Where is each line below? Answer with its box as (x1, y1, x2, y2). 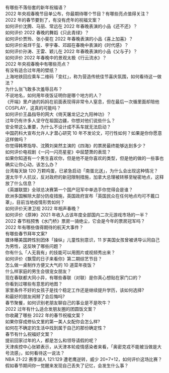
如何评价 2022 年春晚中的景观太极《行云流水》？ (5, 55, 107, 60)
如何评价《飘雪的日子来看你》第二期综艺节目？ (5, 256, 102, 261)
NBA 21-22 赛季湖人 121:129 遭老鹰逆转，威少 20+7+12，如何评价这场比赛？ (5, 356, 162, 362)
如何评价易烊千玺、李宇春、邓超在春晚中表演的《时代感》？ (5, 42, 129, 48)
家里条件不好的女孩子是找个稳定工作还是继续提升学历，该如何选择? (5, 287, 144, 293)
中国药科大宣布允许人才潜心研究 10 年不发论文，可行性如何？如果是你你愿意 (5, 130, 162, 136)
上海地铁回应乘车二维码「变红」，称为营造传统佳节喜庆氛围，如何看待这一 (5, 73, 157, 79)
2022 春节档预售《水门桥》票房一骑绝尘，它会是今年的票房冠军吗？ (5, 218, 145, 224)
